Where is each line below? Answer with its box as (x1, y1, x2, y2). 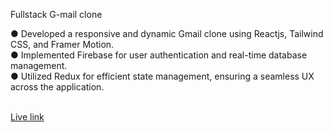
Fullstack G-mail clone (10, 9, 103, 20)
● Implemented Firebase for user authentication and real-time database (10, 49, 308, 61)
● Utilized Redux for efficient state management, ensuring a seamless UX (10, 70, 315, 82)
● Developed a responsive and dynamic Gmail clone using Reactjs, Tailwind (10, 28, 324, 39)
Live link (10, 111, 45, 123)
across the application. (10, 81, 105, 93)
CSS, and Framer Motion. (10, 39, 115, 50)
